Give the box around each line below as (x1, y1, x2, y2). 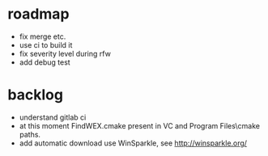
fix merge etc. (19, 32, 66, 41)
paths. (19, 129, 41, 139)
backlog (7, 86, 64, 104)
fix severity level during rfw (19, 48, 111, 58)
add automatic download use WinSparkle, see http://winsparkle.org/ (19, 138, 248, 148)
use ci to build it (19, 40, 73, 49)
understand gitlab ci (19, 112, 87, 122)
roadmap (7, 5, 70, 23)
